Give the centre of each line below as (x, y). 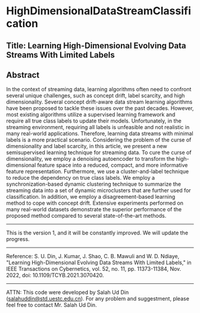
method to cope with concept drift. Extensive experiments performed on (95, 203)
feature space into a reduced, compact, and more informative (112, 165)
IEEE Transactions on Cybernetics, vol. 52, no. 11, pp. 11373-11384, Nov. (94, 269)
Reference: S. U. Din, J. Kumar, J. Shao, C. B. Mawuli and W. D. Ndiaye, (93, 256)
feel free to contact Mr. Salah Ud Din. (51, 305)
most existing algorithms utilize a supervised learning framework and (91, 115)
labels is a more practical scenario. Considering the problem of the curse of (99, 140)
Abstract (23, 75)
